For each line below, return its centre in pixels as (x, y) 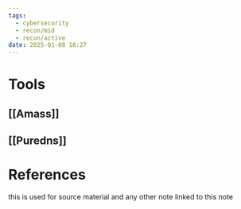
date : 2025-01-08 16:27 (48, 45)
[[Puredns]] (37, 141)
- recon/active (41, 38)
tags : (17, 15)
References (47, 175)
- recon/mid (35, 30)
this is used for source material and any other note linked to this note (120, 197)
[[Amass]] (34, 113)
